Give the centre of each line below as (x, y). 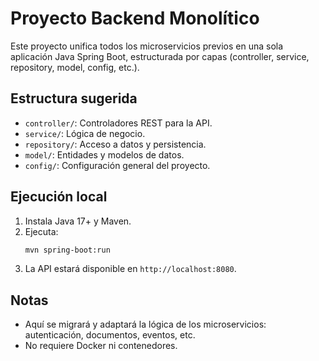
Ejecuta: (41, 231)
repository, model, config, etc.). (75, 67)
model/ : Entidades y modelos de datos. (104, 154)
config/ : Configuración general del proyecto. (117, 165)
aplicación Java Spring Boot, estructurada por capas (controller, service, (160, 56)
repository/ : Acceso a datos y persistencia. (115, 144)
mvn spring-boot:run (67, 250)
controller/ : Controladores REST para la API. (118, 123)
